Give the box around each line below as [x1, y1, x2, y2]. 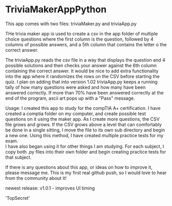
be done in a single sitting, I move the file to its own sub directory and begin [5, 127, 165, 133]
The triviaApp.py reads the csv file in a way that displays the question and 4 [5, 57, 165, 63]
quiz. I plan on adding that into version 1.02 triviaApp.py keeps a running [5, 79, 158, 85]
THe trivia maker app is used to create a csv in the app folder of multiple [5, 30, 158, 36]
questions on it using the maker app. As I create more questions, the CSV [5, 116, 160, 122]
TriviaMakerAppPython [5, 4, 106, 15]
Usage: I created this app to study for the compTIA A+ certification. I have [5, 105, 161, 111]
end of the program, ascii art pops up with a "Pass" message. [5, 95, 135, 101]
